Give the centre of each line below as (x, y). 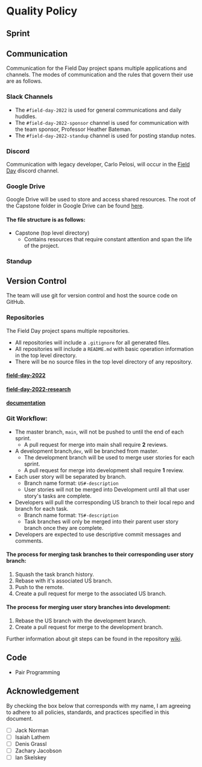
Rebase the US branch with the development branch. (80, 620)
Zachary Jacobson (38, 750)
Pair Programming (37, 672)
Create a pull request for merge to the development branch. (89, 627)
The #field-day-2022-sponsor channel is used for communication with (102, 122)
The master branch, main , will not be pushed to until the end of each (99, 432)
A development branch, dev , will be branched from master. (87, 451)
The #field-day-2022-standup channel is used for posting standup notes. (105, 135)
